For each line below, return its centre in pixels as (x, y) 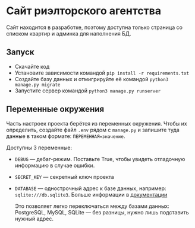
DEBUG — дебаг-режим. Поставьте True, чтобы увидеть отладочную (100, 159)
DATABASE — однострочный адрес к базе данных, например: (90, 188)
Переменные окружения (55, 109)
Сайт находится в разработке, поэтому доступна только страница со (95, 27)
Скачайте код (32, 66)
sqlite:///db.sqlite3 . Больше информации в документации (91, 194)
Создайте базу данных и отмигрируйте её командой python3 (92, 79)
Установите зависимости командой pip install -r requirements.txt (102, 73)
